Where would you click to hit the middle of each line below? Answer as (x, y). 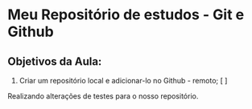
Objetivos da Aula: (55, 61)
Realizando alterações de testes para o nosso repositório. (103, 96)
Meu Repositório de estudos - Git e (126, 15)
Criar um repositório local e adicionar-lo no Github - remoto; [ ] (123, 81)
